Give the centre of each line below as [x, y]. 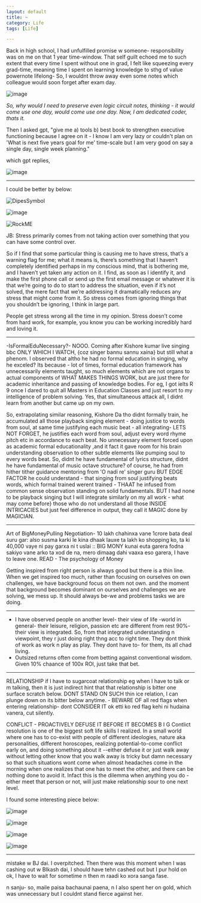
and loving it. [22, 329]
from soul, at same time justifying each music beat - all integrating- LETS [96, 428]
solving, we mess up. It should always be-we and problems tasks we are [95, 596]
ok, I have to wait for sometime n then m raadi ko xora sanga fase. [87, 876]
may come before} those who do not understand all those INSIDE [86, 504]
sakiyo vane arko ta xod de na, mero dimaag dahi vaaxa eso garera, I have [98, 553]
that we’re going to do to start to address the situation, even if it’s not [91, 285]
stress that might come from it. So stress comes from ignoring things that [96, 298]
